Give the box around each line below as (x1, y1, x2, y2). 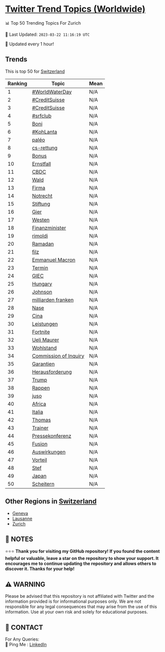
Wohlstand (32, 344, 57, 351)
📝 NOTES (5, 535, 33, 543)
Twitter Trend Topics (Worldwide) (5, 3, 146, 15)
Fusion (32, 440, 48, 447)
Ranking (7, 80, 28, 87)
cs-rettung (32, 144, 58, 151)
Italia (32, 408, 43, 415)
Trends (5, 55, 28, 64)
